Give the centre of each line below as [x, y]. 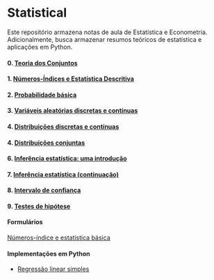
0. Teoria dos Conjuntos [42, 63]
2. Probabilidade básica [42, 95]
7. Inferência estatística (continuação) [63, 174]
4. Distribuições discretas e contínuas [63, 126]
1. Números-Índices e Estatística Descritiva [71, 79]
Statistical [37, 13]
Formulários [25, 222]
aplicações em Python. [40, 47]
